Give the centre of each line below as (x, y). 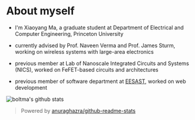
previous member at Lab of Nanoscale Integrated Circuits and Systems (102, 63)
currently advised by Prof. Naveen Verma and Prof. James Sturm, (95, 45)
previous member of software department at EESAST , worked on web (100, 81)
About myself (41, 11)
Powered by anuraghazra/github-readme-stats (78, 110)
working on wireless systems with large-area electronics (84, 51)
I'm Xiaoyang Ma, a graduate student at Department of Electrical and (99, 27)
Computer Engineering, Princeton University (69, 33)
